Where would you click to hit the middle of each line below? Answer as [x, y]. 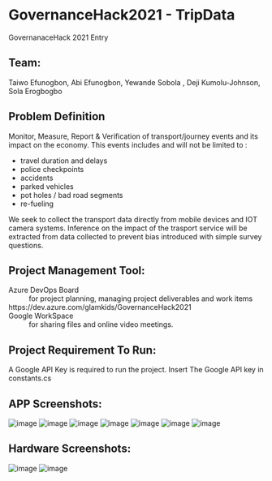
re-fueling [37, 204]
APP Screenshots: [56, 404]
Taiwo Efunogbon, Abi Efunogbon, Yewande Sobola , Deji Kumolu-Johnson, [134, 82]
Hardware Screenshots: [70, 449]
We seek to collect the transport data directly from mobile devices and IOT [133, 219]
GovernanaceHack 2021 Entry [58, 37]
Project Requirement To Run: [82, 350]
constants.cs [30, 378]
